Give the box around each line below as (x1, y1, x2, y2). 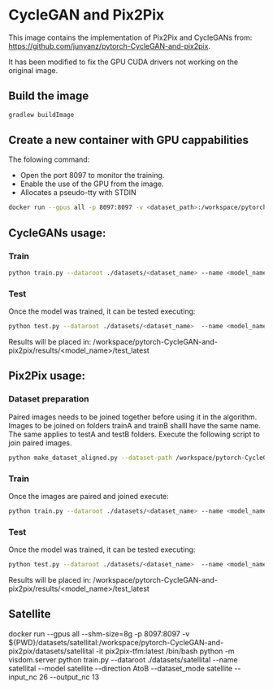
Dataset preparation (8, 393, 89, 405)
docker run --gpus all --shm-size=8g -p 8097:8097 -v (8, 628, 190, 639)
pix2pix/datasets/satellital (8, 646, 95, 656)
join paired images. (8, 437, 72, 448)
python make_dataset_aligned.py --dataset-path (8, 453, 173, 462)
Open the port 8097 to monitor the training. (19, 171, 165, 180)
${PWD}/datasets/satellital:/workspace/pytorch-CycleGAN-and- (8, 637, 224, 647)
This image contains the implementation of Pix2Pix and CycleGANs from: (8, 33, 253, 42)
